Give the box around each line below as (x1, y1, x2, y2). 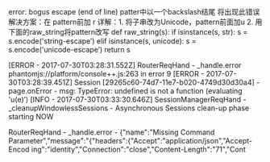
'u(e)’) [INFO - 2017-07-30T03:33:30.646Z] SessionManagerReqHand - (8, 95, 247, 104)
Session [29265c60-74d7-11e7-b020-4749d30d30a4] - (73, 77, 260, 87)
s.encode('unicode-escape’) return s (8, 45, 131, 54)
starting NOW (8, 112, 54, 121)
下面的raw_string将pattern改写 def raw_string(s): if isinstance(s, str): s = (8, 27, 248, 36)
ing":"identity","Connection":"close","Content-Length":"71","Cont (31, 144, 246, 154)
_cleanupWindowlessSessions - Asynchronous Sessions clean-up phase (8, 103, 250, 113)
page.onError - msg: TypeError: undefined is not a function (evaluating (8, 86, 243, 95)
